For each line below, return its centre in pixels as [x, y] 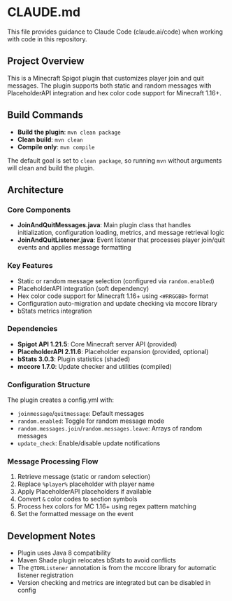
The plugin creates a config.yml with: [60, 400]
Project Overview [46, 61]
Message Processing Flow [53, 461]
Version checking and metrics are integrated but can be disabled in [114, 583]
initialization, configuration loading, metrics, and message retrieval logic [121, 233]
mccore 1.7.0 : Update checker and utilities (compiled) [95, 366]
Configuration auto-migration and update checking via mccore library [117, 303]
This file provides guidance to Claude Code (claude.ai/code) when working [115, 32]
